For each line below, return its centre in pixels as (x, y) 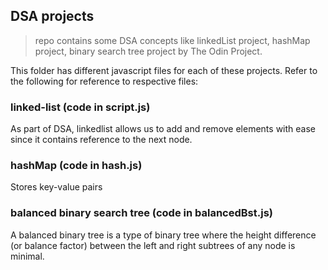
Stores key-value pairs (56, 187)
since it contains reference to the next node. (101, 140)
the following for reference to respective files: (104, 81)
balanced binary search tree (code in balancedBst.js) (141, 213)
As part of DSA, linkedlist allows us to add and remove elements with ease (163, 129)
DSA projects (52, 16)
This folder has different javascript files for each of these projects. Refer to (164, 70)
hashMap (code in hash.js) (76, 166)
